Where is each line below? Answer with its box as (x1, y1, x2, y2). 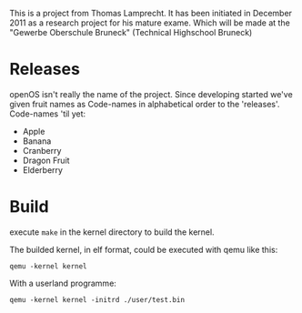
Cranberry (22, 145, 62, 156)
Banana (22, 136, 52, 146)
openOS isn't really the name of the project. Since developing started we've (9, 88, 293, 99)
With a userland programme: (9, 278, 116, 288)
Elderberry (22, 164, 64, 176)
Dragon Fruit (22, 155, 70, 166)
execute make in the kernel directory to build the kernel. (9, 227, 216, 237)
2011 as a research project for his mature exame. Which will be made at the (9, 17, 291, 28)
